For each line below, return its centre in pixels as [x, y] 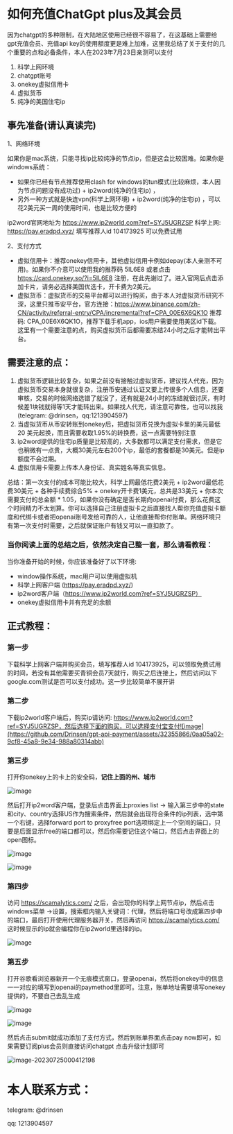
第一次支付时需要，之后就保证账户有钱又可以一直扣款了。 [95, 525]
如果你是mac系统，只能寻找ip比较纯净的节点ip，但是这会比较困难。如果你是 [116, 158]
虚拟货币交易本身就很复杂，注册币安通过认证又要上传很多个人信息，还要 [120, 389]
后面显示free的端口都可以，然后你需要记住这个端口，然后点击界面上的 [119, 831]
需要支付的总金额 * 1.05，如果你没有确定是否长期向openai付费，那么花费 [111, 499]
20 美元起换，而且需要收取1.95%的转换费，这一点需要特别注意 [106, 432]
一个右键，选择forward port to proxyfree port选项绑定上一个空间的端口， [111, 823]
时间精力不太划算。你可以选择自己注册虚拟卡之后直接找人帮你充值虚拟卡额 [119, 508]
